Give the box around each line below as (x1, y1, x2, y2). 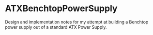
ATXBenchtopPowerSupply (5, 3, 118, 14)
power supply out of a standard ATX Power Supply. (5, 24, 107, 30)
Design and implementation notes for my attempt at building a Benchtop (5, 19, 149, 25)
